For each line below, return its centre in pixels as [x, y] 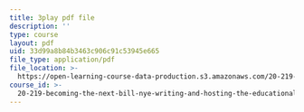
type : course [34, 34]
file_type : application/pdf [62, 60]
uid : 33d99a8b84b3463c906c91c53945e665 [85, 51]
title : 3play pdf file [52, 18]
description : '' [40, 26]
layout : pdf [32, 43]
